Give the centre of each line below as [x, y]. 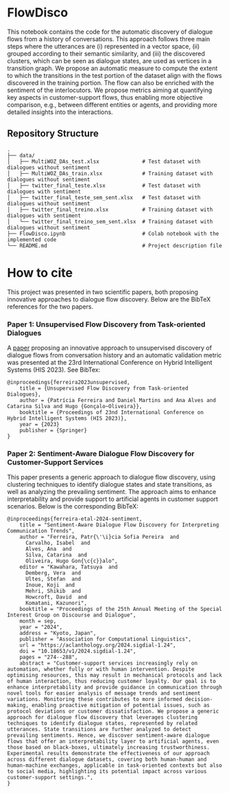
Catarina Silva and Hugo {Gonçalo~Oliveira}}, [75, 406]
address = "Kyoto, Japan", [58, 634]
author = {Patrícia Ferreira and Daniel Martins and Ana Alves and [118, 400]
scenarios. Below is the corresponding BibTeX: [73, 506]
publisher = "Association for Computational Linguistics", [106, 639]
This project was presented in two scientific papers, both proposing [103, 292]
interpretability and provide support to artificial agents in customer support [112, 499]
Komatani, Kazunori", [56, 603]
